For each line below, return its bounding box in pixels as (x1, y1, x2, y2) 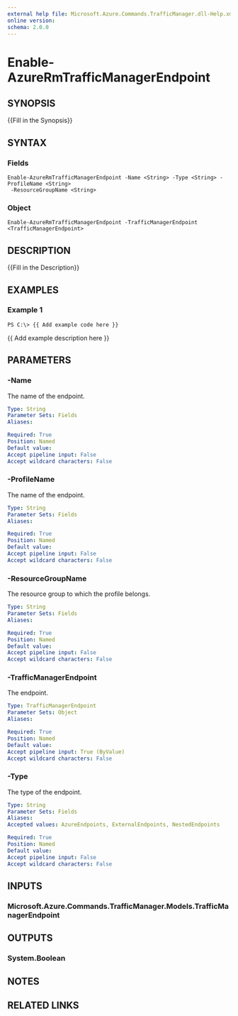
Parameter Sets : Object (7, 709, 78, 717)
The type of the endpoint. (7, 788, 82, 796)
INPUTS (7, 880, 42, 892)
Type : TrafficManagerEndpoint (7, 702, 97, 709)
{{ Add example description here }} (7, 333, 110, 342)
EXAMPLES (7, 284, 59, 296)
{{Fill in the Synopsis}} (7, 116, 73, 125)
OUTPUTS (7, 932, 53, 944)
